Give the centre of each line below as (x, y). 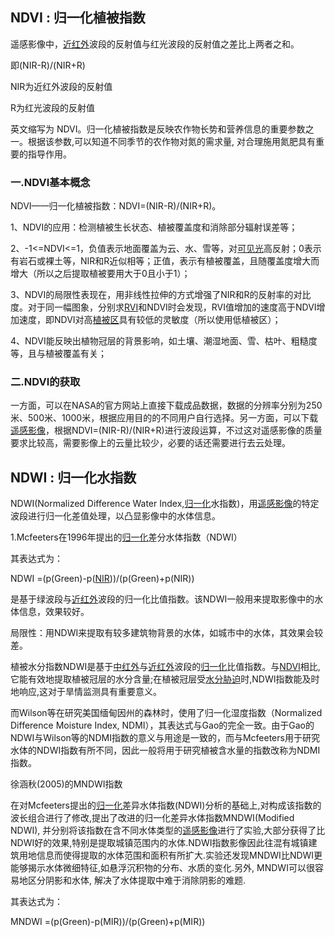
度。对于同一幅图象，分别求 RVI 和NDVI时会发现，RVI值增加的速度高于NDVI (163, 307)
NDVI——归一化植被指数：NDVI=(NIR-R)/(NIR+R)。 (116, 206)
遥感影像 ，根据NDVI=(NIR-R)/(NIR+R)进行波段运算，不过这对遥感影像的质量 (166, 430)
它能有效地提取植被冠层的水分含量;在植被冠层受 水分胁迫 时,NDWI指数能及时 (165, 679)
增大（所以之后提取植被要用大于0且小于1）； (100, 274)
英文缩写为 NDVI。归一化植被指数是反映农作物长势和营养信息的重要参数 (158, 129)
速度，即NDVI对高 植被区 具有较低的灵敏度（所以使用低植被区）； (150, 320)
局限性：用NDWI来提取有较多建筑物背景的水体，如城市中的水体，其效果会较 (167, 633)
